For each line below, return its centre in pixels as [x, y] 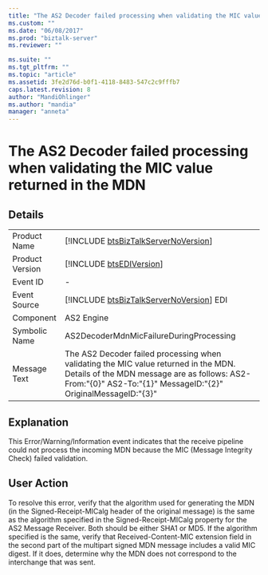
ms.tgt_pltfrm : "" [39, 67]
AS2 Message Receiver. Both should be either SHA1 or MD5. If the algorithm [133, 528]
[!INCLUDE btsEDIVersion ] [114, 264]
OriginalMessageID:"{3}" [111, 394]
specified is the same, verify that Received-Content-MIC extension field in [130, 537]
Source [26, 305]
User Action [39, 484]
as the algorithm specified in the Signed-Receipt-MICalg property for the [128, 519]
